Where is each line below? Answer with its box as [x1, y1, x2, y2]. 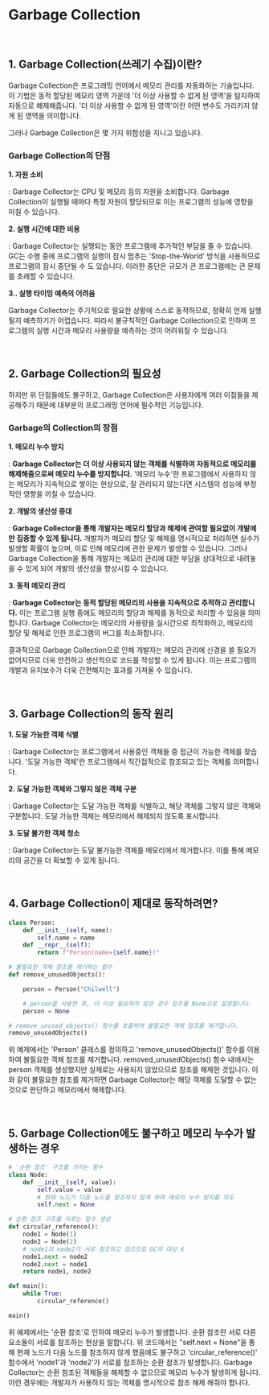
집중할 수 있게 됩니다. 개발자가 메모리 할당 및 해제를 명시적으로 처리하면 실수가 [16, 534, 260, 543]
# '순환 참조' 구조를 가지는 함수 [8, 1163, 104, 1172]
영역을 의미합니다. [25, 110, 82, 120]
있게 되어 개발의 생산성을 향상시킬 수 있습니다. [25, 563, 169, 573]
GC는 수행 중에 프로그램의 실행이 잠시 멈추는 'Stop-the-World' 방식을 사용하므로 [8, 251, 261, 261]
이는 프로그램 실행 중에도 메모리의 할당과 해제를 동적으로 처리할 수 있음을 [18, 608, 247, 617]
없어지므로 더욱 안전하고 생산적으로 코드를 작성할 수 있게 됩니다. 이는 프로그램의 [8, 655, 257, 665]
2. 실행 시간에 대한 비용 [8, 224, 80, 234]
